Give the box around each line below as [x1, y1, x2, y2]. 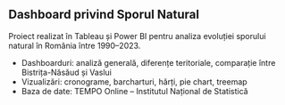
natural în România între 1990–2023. [8, 40, 141, 51]
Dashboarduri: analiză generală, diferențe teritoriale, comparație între [21, 57, 276, 68]
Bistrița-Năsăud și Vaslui [21, 67, 113, 77]
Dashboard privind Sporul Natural [8, 7, 200, 22]
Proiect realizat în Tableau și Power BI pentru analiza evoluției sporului [8, 30, 266, 41]
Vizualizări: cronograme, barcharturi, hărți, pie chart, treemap [21, 76, 247, 87]
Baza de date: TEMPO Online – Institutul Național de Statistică [21, 85, 248, 96]
